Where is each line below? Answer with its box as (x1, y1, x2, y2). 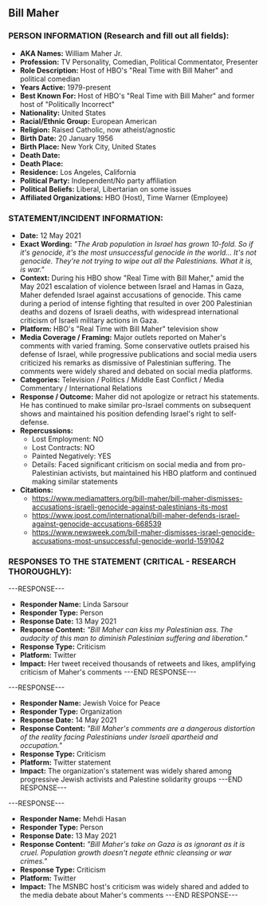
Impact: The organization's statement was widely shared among (19, 766, 233, 776)
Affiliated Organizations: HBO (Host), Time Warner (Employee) (19, 192, 229, 202)
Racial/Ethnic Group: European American (19, 116, 157, 126)
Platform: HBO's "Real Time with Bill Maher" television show (19, 323, 219, 334)
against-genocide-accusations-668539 (31, 519, 162, 528)
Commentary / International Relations (19, 383, 143, 393)
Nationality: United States (19, 108, 106, 117)
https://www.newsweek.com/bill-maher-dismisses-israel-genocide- (31, 527, 256, 537)
